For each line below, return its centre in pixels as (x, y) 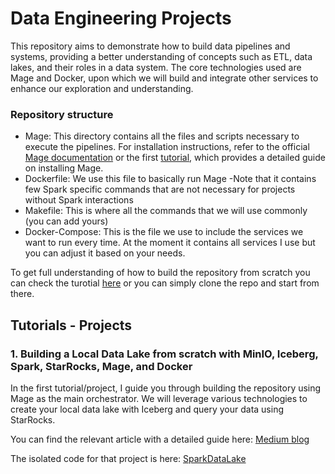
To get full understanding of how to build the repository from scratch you (160, 273)
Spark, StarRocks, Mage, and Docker (101, 366)
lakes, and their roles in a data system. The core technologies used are (156, 67)
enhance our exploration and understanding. (102, 88)
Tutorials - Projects (71, 325)
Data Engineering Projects (121, 18)
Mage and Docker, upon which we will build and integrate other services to (164, 78)
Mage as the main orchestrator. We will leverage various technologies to (159, 398)
